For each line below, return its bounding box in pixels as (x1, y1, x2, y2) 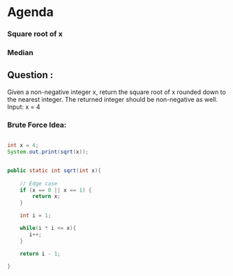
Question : (7, 69, 54, 81)
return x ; (32, 193, 61, 200)
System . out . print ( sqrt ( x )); (7, 148, 89, 155)
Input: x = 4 (7, 102, 40, 111)
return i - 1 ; (20, 250, 61, 257)
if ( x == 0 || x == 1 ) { (20, 186, 92, 194)
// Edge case (20, 180, 58, 187)
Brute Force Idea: (7, 120, 67, 130)
